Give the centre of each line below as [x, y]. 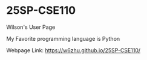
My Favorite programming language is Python [63, 38]
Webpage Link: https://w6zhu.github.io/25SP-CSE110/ [73, 50]
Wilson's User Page [31, 27]
